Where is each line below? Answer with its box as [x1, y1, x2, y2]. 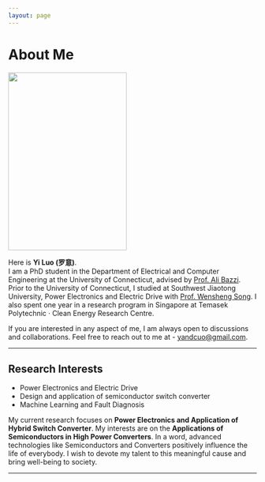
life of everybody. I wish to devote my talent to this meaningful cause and [8, 449, 247, 458]
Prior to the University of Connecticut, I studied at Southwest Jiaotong [8, 283, 237, 292]
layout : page [8, 11, 51, 20]
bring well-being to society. [8, 458, 97, 467]
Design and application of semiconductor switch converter [19, 392, 211, 401]
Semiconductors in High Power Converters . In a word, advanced [8, 432, 222, 442]
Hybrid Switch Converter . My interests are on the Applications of [8, 424, 224, 433]
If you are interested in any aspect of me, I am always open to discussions [8, 323, 249, 333]
